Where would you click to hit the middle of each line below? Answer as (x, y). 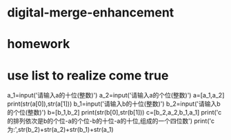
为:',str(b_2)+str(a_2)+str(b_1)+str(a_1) (60, 130)
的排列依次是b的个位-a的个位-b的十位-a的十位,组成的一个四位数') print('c (111, 121)
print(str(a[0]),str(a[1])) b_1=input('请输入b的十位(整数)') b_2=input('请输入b (114, 104)
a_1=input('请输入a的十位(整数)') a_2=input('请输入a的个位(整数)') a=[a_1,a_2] (116, 95)
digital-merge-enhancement (91, 13)
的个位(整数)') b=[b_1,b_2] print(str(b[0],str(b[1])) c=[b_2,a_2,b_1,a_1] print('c (114, 113)
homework (39, 44)
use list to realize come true (88, 75)
